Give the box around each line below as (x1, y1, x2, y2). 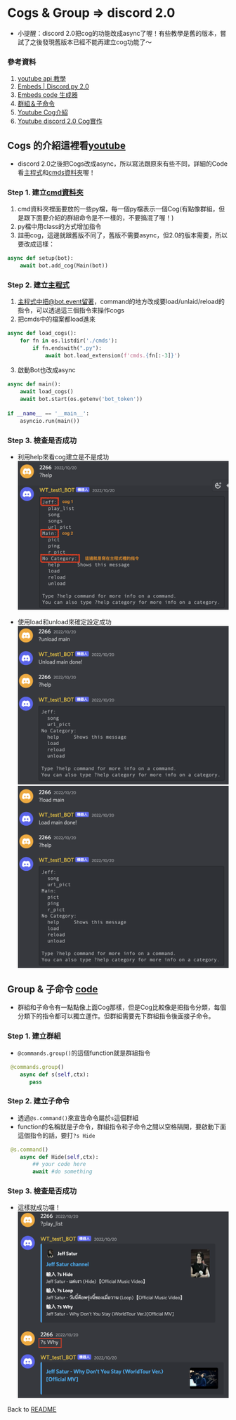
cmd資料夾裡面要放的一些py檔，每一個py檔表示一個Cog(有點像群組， (17, 205, 219, 213)
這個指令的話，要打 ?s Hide (17, 1131, 96, 1139)
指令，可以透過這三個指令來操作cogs (17, 306, 125, 315)
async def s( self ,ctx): (20, 1071, 90, 1078)
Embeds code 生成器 (17, 91, 79, 99)
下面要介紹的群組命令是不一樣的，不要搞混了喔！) (29, 213, 174, 222)
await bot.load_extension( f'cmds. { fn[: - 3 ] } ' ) (44, 353, 181, 360)
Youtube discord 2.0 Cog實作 (17, 117, 103, 126)
